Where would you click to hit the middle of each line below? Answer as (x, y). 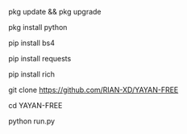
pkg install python (38, 27)
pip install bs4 (31, 43)
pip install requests (40, 59)
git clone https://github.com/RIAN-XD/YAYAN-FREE (93, 90)
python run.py (31, 121)
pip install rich (31, 74)
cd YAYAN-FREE (35, 105)
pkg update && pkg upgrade (55, 12)
